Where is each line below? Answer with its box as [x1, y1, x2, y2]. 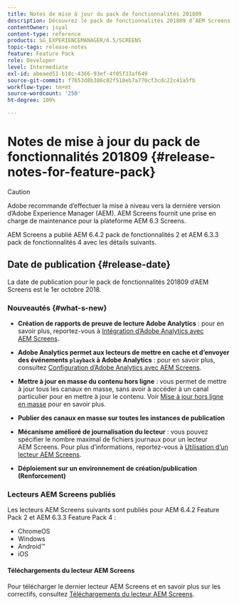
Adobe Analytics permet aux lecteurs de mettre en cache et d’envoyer [17, 348, 230, 357]
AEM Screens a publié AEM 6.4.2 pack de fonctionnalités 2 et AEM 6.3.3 [7, 230, 219, 239]
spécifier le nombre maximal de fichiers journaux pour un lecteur [17, 435, 208, 444]
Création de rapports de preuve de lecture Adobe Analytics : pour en [17, 319, 225, 328]
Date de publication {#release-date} [7, 258, 171, 271]
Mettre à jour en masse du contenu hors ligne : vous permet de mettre [17, 377, 227, 386]
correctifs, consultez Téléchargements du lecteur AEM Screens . [7, 589, 195, 598]
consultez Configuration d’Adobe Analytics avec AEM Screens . [17, 363, 202, 372]
